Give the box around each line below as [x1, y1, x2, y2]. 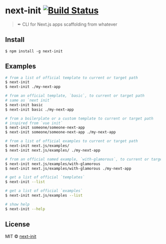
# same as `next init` [5, 98, 52, 103]
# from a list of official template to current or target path [5, 75, 138, 80]
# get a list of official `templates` [5, 175, 85, 180]
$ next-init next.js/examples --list [5, 193, 83, 198]
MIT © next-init [5, 233, 37, 239]
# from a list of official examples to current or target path [5, 139, 138, 144]
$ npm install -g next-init [5, 48, 63, 54]
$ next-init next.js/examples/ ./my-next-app [5, 148, 100, 153]
